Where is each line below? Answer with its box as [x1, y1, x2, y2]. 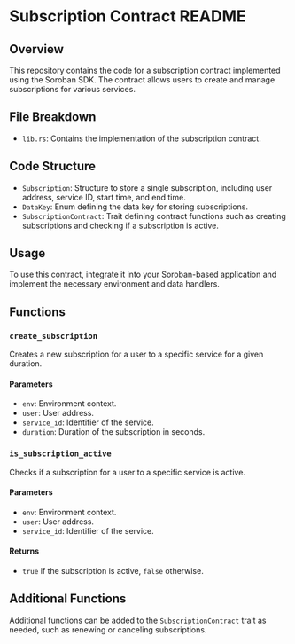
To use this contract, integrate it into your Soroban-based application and [9, 269, 277, 280]
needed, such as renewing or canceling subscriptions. [9, 624, 207, 635]
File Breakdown [9, 109, 97, 125]
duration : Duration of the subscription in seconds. [21, 427, 206, 437]
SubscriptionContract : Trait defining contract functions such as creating [21, 210, 286, 221]
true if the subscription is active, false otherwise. [21, 566, 204, 577]
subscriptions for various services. [9, 84, 136, 94]
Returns [9, 546, 40, 556]
